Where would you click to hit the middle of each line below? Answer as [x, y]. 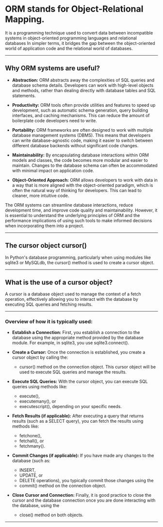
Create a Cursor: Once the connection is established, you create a [79, 352]
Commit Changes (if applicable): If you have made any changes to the [83, 455]
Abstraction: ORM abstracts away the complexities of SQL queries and [83, 80]
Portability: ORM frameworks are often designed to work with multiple [82, 130]
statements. [24, 96]
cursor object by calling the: [40, 357]
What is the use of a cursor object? [59, 282]
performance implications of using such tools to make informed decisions [79, 220]
